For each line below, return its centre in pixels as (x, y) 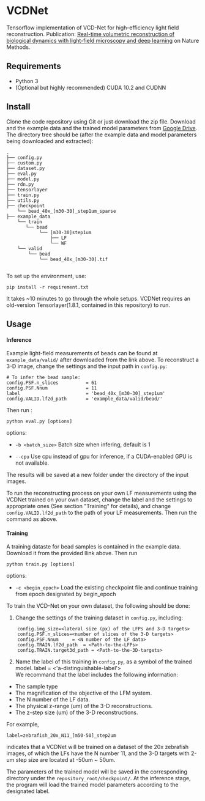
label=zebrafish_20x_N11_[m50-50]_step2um (61, 736)
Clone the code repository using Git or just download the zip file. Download (101, 121)
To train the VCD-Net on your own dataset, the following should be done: (98, 606)
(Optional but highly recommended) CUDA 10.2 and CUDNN (91, 87)
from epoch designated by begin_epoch (65, 594)
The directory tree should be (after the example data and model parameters (102, 135)
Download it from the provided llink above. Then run (72, 553)
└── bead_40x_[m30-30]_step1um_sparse (67, 211)
